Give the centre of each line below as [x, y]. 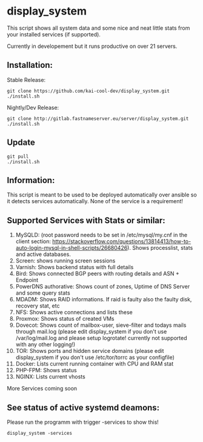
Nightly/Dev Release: [33, 107]
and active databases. [43, 254]
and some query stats [43, 293]
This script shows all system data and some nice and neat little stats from [98, 28]
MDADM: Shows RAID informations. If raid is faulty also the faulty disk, [104, 300]
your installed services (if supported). [54, 34]
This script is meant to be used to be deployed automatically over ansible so [102, 195]
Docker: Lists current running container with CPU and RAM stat [95, 364]
